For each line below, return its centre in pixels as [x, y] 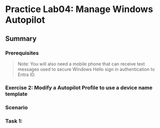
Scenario [16, 107]
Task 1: [14, 121]
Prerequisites [22, 53]
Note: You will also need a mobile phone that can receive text [81, 63]
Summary [21, 39]
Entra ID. [26, 75]
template [16, 94]
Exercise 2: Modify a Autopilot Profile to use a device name [79, 88]
